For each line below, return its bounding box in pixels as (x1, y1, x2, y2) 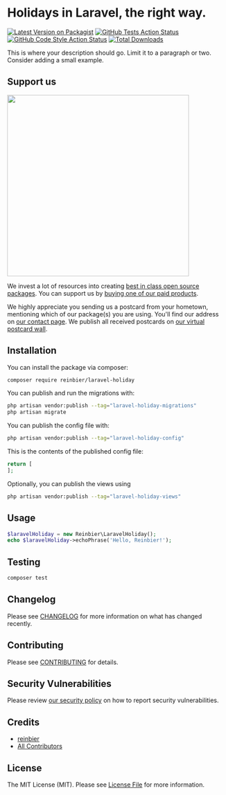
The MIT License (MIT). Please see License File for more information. (7, 780, 205, 789)
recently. (7, 619, 33, 627)
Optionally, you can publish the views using (7, 479, 131, 488)
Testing (7, 556, 41, 568)
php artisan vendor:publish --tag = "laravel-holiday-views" (7, 493, 182, 500)
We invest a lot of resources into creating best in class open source (7, 282, 200, 290)
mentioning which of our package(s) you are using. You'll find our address (7, 310, 219, 318)
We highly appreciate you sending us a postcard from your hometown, (7, 303, 209, 311)
